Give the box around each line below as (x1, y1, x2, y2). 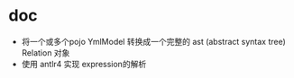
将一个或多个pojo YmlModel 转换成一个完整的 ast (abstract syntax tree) (21, 36, 286, 47)
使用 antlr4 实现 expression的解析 (21, 58, 147, 69)
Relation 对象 (21, 47, 70, 58)
